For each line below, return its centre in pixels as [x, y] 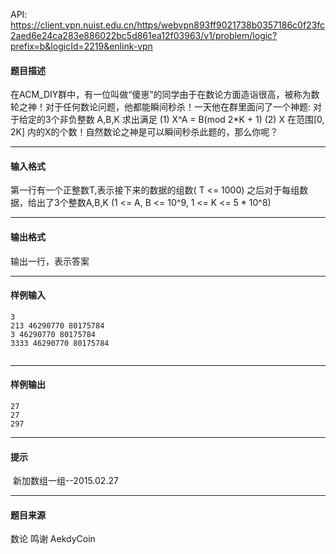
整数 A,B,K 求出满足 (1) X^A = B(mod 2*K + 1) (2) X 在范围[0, [200, 120]
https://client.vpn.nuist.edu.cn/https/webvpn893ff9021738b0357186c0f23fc [168, 25]
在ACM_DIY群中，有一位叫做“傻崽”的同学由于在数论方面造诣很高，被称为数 [165, 95]
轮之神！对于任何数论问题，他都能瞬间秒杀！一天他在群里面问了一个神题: [161, 107]
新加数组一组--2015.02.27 [65, 481]
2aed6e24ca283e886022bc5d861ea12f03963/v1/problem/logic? [144, 35]
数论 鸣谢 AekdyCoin [53, 539]
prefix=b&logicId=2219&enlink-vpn [81, 46]
